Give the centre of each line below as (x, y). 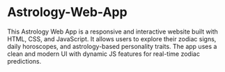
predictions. (24, 61)
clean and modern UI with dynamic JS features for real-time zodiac (104, 54)
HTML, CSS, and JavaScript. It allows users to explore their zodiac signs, (112, 38)
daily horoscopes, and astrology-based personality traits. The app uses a (112, 46)
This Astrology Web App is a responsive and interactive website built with (113, 31)
